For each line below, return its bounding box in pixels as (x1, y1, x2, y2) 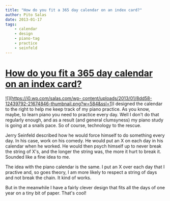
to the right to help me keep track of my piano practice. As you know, (5, 106, 150, 112)
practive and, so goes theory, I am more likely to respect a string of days (5, 169, 157, 175)
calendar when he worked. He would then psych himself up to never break (5, 143, 162, 149)
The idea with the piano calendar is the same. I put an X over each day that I (5, 164, 165, 170)
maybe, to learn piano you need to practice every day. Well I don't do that (5, 111, 159, 117)
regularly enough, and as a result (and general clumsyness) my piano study (5, 117, 164, 123)
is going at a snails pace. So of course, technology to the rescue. (5, 122, 141, 128)
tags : (5, 21, 17, 27)
